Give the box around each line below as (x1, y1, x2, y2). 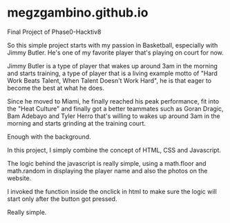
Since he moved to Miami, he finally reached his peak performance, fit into (7, 97, 220, 105)
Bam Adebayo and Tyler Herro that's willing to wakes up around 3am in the (7, 112, 220, 120)
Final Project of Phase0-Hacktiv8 (7, 28, 102, 36)
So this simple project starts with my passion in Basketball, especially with (7, 41, 218, 49)
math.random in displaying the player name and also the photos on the (7, 166, 208, 175)
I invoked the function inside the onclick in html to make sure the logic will (7, 187, 218, 195)
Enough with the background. (7, 133, 91, 141)
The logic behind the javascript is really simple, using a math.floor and (7, 159, 207, 167)
